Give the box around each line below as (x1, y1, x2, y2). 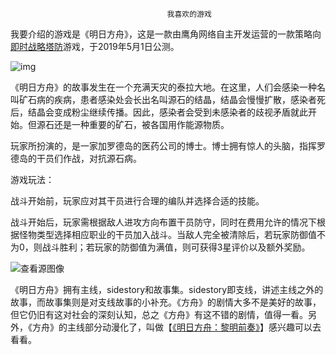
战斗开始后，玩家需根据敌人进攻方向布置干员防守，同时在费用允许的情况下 (10, 216, 317, 228)
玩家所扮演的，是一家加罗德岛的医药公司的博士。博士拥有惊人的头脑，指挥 (10, 140, 317, 152)
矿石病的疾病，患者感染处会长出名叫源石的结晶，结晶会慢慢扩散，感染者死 (18, 94, 326, 105)
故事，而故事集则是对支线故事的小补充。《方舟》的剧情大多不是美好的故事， (10, 296, 322, 308)
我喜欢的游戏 (166, 9, 212, 19)
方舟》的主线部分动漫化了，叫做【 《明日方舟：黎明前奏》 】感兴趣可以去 (31, 321, 322, 333)
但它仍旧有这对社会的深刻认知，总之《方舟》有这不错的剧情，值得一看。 (10, 309, 308, 320)
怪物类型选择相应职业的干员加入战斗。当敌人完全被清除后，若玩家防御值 (18, 229, 317, 240)
